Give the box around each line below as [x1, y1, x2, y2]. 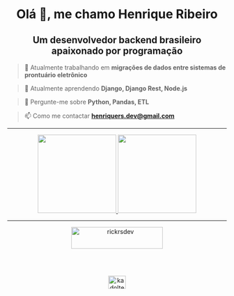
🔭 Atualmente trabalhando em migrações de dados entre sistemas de [24, 63, 226, 72]
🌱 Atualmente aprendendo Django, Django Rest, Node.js [24, 84, 188, 93]
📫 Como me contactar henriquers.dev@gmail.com [24, 111, 175, 120]
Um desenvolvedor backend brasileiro [32, 34, 202, 46]
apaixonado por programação [51, 45, 183, 56]
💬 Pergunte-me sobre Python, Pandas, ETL [24, 98, 150, 106]
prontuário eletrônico [24, 71, 88, 79]
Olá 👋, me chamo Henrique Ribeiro [16, 6, 218, 22]
